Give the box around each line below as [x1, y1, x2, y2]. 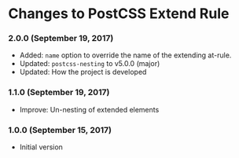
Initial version [19, 142, 63, 152]
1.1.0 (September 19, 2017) [8, 87, 110, 98]
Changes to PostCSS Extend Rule [8, 5, 230, 23]
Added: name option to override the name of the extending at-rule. [19, 50, 232, 60]
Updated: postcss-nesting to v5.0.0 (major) [19, 59, 160, 68]
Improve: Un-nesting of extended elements [19, 105, 160, 114]
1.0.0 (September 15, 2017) [8, 124, 112, 135]
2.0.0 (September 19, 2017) [8, 33, 114, 44]
